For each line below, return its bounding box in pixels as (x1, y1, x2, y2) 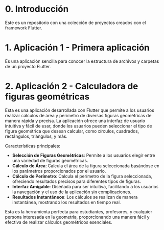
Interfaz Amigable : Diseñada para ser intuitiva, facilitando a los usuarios (12, 183, 159, 189)
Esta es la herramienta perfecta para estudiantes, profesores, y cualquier (5, 208, 153, 214)
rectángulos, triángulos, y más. (5, 133, 68, 139)
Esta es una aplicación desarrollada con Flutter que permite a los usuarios (5, 107, 154, 113)
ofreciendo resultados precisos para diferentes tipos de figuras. (12, 178, 141, 184)
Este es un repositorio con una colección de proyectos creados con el (5, 20, 146, 26)
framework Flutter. (5, 25, 43, 30)
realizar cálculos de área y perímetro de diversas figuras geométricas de (5, 112, 152, 118)
